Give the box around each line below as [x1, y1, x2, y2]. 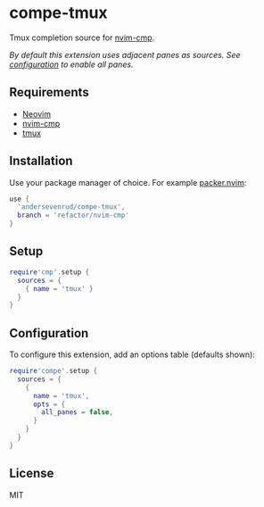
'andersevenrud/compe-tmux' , [17, 203, 126, 212]
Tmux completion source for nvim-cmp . [9, 32, 155, 43]
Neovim [21, 108, 52, 119]
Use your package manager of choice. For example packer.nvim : [9, 177, 247, 187]
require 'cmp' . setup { [9, 267, 90, 277]
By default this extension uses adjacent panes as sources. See [9, 49, 241, 60]
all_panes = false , [41, 408, 114, 417]
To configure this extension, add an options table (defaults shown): [9, 349, 256, 360]
